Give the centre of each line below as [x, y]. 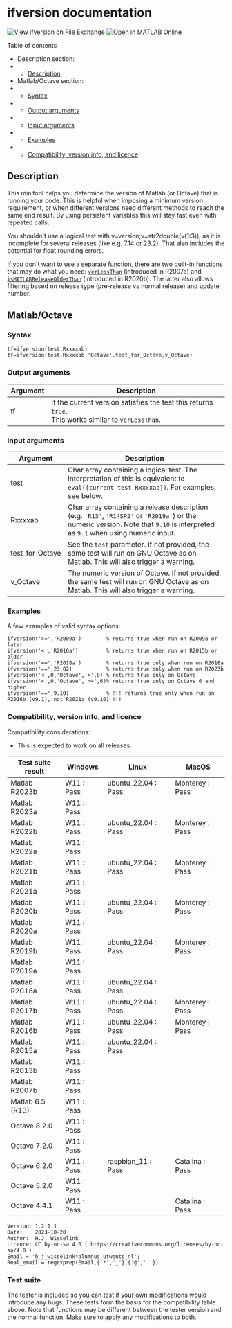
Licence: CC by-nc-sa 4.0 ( [48, 1244]
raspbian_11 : [129, 1161]
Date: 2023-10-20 [37, 1232]
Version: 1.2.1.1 [32, 1226]
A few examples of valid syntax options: [64, 626]
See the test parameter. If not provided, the [138, 545]
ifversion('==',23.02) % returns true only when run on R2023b [116, 669]
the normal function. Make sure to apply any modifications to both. [102, 1317]
